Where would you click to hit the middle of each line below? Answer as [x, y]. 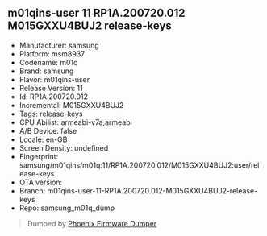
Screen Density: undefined [64, 147]
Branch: [32, 190]
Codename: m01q [48, 62]
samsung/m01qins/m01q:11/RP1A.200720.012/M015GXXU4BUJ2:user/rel [139, 165]
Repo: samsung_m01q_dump [67, 208]
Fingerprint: [39, 156]
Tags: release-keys [51, 114]
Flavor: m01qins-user [54, 79]
